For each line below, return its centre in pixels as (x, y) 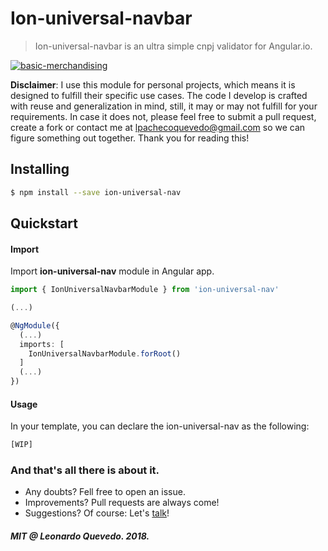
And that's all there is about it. (85, 470)
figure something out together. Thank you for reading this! (130, 138)
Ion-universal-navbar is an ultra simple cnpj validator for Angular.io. (173, 46)
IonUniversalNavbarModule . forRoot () (105, 353)
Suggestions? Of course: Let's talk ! (97, 513)
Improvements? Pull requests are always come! (122, 503)
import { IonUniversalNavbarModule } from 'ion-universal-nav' (145, 290)
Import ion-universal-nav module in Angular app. (112, 271)
